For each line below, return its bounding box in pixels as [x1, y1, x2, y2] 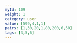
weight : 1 [5, 12, 26, 17]
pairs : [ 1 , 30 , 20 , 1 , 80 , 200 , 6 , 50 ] [5, 26, 72, 31]
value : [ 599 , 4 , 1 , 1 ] [5, 21, 46, 26]
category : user [5, 16, 37, 21]
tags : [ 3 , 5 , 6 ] [5, 30, 35, 35]
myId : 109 [5, 7, 26, 12]
